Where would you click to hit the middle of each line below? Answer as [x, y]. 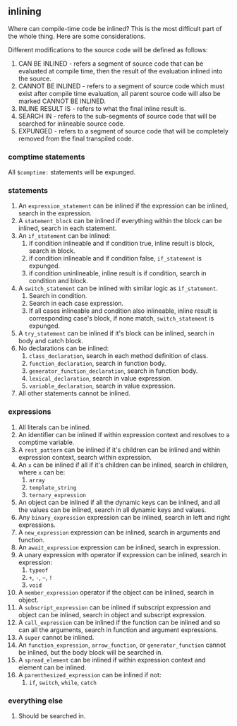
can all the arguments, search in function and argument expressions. [118, 630]
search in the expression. [55, 213]
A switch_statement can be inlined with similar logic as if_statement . [118, 288]
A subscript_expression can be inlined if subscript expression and [114, 607]
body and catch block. [51, 341]
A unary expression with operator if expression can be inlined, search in [123, 554]
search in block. [52, 251]
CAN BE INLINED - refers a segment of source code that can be [111, 64]
